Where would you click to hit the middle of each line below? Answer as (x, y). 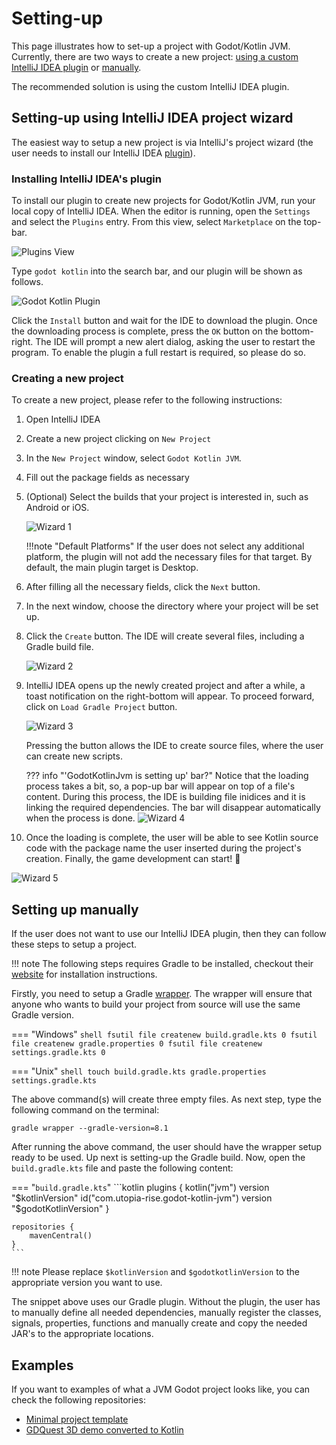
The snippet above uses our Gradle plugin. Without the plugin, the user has (166, 1302)
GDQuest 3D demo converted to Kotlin (104, 1429)
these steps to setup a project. (74, 944)
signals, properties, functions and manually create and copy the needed (159, 1323)
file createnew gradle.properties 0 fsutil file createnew (137, 1044)
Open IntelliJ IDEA (63, 419)
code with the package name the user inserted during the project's (163, 848)
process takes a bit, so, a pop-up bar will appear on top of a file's (160, 786)
